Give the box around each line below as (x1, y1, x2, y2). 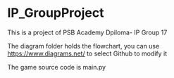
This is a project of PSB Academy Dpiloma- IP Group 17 (7, 28, 168, 37)
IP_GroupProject (7, 5, 104, 21)
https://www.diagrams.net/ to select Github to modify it (7, 49, 168, 58)
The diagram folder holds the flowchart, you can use (7, 41, 160, 50)
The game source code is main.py (7, 63, 106, 71)
